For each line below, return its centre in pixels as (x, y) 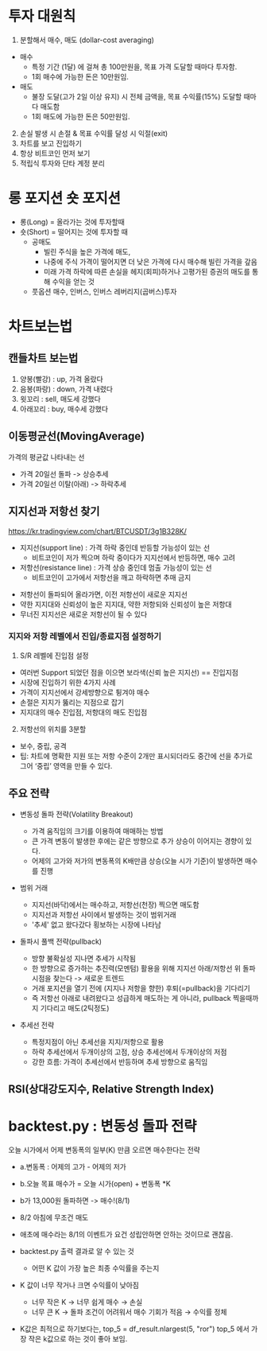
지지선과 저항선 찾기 (54, 511)
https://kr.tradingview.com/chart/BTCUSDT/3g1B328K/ (97, 531)
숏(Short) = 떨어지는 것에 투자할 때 (74, 232)
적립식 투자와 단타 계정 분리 (62, 163)
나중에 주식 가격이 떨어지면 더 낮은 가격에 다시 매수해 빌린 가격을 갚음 (151, 261)
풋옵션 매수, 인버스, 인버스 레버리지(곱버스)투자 (104, 291)
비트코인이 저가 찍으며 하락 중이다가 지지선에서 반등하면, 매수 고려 (133, 557)
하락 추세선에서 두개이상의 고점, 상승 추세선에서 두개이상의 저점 (129, 1052)
